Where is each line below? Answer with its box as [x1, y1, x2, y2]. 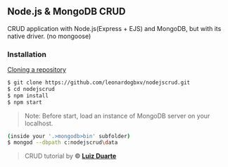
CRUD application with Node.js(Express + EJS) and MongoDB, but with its [7, 24, 222, 32]
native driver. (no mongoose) [7, 32, 91, 40]
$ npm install [7, 92, 49, 99]
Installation [7, 49, 47, 59]
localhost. [24, 119, 53, 128]
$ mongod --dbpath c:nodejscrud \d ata [7, 139, 118, 147]
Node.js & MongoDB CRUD [7, 6, 126, 18]
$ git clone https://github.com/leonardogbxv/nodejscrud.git [7, 79, 191, 87]
